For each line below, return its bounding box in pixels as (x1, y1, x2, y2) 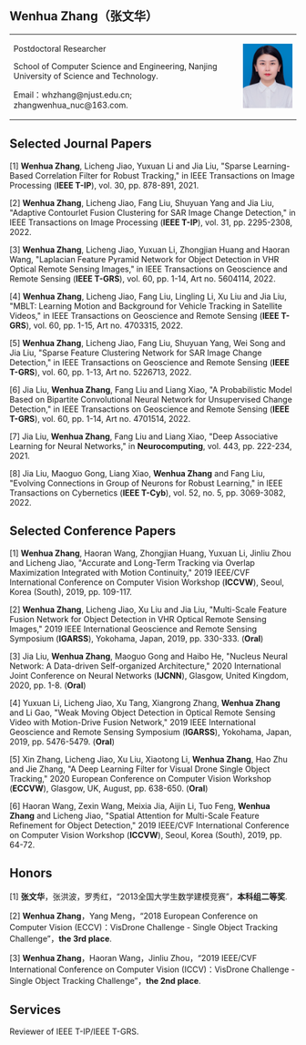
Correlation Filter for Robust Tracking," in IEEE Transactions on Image (35, 169, 295, 180)
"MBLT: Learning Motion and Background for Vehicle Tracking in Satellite (9, 300, 282, 312)
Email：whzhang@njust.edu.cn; (13, 89, 132, 100)
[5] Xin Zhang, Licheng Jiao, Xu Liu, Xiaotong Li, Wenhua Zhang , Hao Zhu (9, 753, 289, 764)
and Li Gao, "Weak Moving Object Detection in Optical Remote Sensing (9, 707, 276, 718)
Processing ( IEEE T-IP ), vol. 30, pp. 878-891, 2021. (9, 179, 199, 190)
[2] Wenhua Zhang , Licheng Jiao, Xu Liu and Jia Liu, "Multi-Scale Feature (9, 604, 287, 615)
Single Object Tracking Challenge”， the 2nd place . (9, 975, 202, 986)
